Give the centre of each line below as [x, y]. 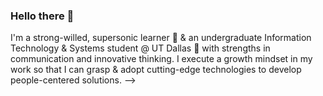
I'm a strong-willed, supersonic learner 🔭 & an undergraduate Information [161, 38]
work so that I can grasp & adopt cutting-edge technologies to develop [156, 70]
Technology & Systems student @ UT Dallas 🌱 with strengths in [140, 48]
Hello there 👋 [42, 16]
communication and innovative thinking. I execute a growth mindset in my [161, 59]
